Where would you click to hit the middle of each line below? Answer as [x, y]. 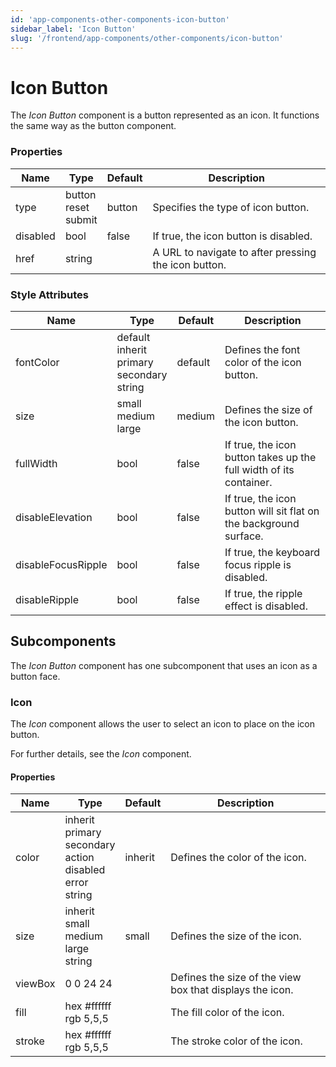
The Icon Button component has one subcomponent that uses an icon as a [164, 665]
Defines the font [262, 349]
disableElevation [54, 517]
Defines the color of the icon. [238, 858]
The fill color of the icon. [227, 1013]
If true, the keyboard [272, 552]
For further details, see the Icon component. [101, 754]
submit [81, 219]
